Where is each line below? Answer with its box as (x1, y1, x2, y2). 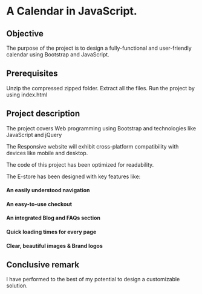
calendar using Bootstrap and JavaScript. (6, 51, 110, 58)
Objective (6, 28, 44, 39)
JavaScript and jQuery (6, 131, 62, 138)
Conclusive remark (6, 259, 80, 270)
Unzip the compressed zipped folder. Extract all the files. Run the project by (6, 84, 195, 92)
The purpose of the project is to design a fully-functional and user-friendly (6, 44, 192, 52)
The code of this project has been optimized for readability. (6, 161, 154, 168)
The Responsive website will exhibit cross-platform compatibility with (6, 142, 179, 150)
